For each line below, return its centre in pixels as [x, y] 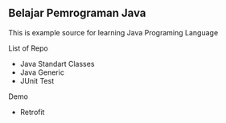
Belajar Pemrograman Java [77, 13]
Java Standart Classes [57, 64]
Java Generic [42, 72]
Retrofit [32, 112]
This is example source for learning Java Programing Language [113, 32]
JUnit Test [37, 80]
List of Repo [28, 48]
